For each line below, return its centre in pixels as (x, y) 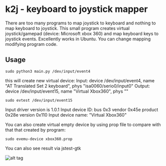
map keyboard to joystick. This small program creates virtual (67, 28)
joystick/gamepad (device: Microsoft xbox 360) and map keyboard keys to (82, 33)
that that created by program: (35, 130)
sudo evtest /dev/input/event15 (39, 100)
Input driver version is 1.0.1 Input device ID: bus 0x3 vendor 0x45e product (82, 109)
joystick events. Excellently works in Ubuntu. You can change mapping (78, 39)
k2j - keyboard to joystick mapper (76, 9)
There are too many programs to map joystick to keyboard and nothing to (80, 23)
